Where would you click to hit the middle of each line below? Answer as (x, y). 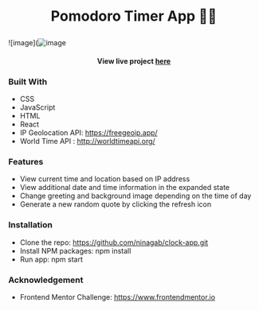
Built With (28, 81)
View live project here (134, 61)
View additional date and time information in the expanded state (124, 188)
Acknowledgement (46, 280)
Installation (31, 225)
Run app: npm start (51, 259)
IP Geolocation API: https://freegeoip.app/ (88, 133)
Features (26, 162)
